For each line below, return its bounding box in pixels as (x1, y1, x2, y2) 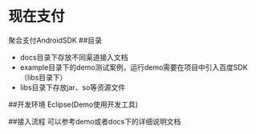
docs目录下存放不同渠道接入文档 (19, 52, 128, 62)
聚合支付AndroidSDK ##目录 (8, 35, 103, 45)
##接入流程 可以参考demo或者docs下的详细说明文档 (8, 116, 181, 126)
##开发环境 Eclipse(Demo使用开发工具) (8, 99, 139, 109)
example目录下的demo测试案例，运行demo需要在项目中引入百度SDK (19, 62, 248, 72)
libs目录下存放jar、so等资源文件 (19, 82, 126, 92)
